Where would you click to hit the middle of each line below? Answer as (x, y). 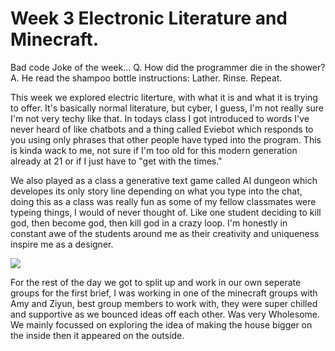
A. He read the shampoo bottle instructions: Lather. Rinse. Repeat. (146, 78)
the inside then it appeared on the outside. (97, 335)
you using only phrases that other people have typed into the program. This (166, 139)
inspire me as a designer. (62, 244)
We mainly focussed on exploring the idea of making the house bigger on (161, 324)
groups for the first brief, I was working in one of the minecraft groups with (164, 293)
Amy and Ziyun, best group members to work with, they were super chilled (164, 303)
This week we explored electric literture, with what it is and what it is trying (164, 97)
